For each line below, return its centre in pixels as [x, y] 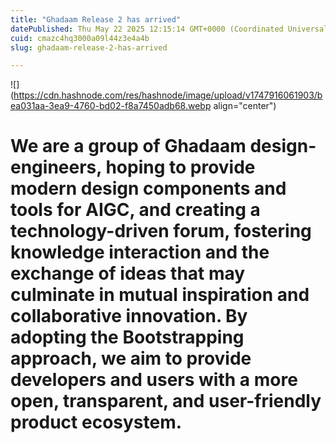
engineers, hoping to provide [133, 167]
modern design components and [148, 188]
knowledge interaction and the [140, 252]
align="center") [245, 106]
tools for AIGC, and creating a [135, 210]
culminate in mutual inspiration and [160, 295]
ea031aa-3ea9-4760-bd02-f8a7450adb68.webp [111, 106]
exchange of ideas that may [128, 273]
